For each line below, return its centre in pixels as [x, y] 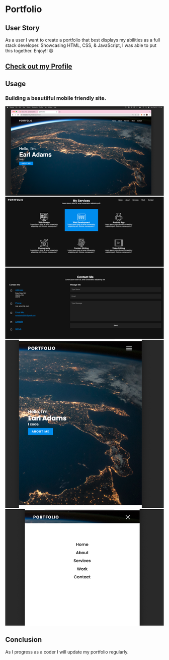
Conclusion [24, 640]
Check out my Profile [39, 67]
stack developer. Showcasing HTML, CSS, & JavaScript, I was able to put [81, 45]
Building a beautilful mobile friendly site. [56, 98]
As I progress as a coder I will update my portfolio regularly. [67, 652]
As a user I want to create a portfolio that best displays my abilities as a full [83, 40]
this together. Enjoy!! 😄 [29, 51]
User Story [22, 28]
